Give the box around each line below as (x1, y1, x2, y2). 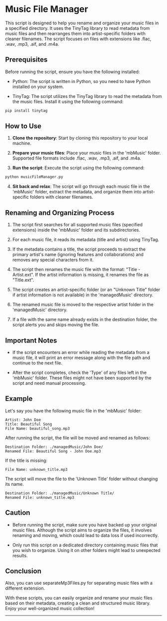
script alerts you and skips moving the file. (12, 322, 99, 328)
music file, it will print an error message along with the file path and (12, 355, 151, 360)
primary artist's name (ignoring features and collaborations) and (12, 252, 144, 258)
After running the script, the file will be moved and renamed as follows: (5, 435, 150, 441)
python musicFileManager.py (5, 175, 64, 179)
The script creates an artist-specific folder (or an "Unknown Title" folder (12, 287, 161, 293)
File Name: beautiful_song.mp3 (5, 426, 70, 431)
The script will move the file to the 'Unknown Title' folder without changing (5, 476, 158, 482)
